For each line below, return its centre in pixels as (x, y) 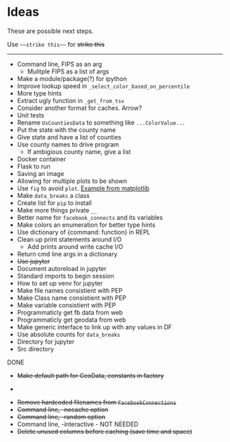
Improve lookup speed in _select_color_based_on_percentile (103, 86)
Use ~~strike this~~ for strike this (56, 44)
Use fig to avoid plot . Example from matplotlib (83, 188)
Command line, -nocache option (62, 409)
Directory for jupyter (46, 342)
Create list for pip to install (54, 203)
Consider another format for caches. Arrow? (79, 108)
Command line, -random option (61, 417)
